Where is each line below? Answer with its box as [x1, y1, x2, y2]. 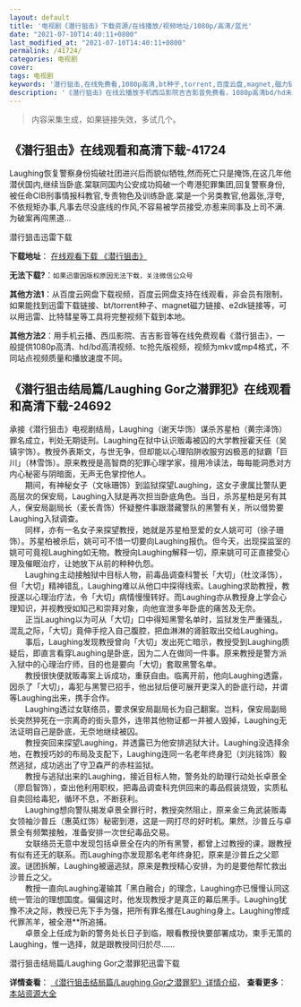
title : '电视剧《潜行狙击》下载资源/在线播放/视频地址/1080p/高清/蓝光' [9, 22, 253, 30]
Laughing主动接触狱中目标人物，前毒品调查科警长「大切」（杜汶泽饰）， [24, 570, 288, 581]
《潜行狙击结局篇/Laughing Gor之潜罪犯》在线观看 [9, 382, 291, 397]
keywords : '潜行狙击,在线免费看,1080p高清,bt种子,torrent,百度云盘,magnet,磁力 [9, 80, 288, 89]
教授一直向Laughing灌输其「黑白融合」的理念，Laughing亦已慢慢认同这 [24, 883, 290, 894]
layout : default [9, 13, 70, 22]
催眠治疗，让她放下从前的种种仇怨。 [24, 558, 159, 569]
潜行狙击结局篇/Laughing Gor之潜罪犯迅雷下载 [9, 958, 181, 968]
